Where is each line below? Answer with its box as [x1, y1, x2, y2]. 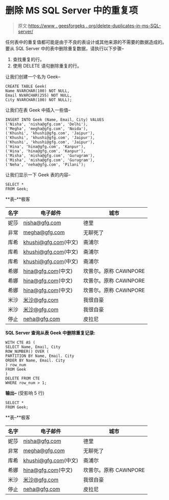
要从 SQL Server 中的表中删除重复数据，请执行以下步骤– [5, 45, 124, 51]
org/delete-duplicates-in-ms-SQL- [88, 23, 161, 29]
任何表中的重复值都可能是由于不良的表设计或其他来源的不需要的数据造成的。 [5, 39, 167, 45]
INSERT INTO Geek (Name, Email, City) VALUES [5, 117, 104, 122]
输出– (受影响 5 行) [5, 390, 45, 396]
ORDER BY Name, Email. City [5, 357, 66, 363]
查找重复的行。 [12, 56, 45, 62]
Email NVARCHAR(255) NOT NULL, [5, 93, 72, 98]
